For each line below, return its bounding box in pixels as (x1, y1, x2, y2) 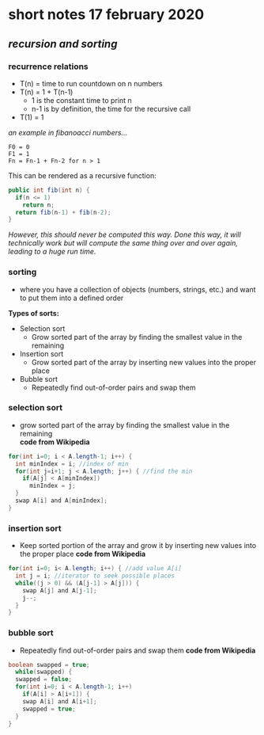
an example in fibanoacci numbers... (8, 128, 128, 137)
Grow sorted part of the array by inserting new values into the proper (31, 357, 257, 367)
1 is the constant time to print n (31, 95, 132, 105)
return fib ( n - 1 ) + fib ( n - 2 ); (15, 208, 111, 216)
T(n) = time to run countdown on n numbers (19, 78, 164, 88)
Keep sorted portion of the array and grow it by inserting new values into (19, 541, 257, 550)
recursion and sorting (8, 37, 118, 51)
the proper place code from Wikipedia (19, 549, 146, 559)
